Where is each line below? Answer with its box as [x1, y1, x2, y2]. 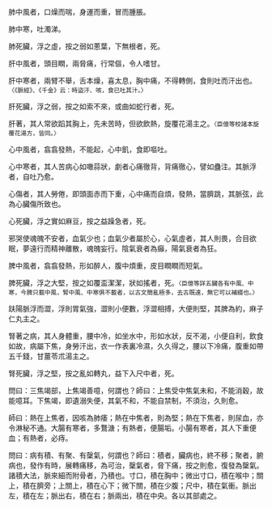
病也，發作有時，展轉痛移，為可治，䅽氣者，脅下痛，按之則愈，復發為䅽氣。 [8, 460, 264, 470]
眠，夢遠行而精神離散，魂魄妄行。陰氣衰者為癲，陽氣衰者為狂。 [8, 243, 221, 253]
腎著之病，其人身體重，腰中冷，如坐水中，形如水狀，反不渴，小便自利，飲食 [8, 331, 264, 341]
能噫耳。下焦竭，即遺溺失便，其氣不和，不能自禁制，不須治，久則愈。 [8, 396, 243, 405]
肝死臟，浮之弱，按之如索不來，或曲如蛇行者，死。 [8, 102, 179, 111]
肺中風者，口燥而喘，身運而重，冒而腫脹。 [8, 7, 151, 16]
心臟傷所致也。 [15, 199, 66, 209]
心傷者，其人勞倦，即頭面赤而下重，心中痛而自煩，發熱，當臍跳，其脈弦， [8, 189, 257, 198]
